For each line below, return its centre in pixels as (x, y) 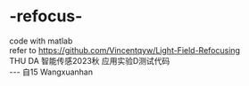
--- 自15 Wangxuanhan (51, 72)
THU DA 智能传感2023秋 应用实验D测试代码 (90, 60)
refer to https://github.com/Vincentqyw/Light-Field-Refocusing (125, 50)
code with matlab (41, 41)
